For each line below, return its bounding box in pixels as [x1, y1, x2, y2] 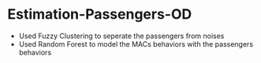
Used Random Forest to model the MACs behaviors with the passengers [18, 39, 254, 48]
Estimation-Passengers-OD [7, 5, 192, 23]
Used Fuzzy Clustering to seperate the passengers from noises [18, 31, 225, 40]
